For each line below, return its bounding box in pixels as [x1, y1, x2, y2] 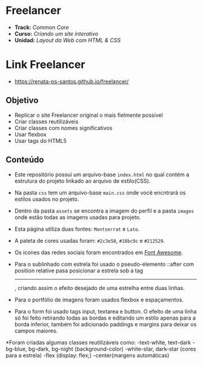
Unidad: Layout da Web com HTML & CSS [14, 36, 121, 44]
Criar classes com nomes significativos [14, 124, 113, 131]
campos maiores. [14, 327, 58, 334]
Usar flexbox [14, 131, 47, 138]
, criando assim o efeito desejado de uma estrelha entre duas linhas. [14, 284, 185, 291]
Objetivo [5, 95, 39, 106]
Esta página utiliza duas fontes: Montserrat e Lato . [14, 225, 140, 232]
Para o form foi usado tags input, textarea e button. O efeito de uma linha [14, 307, 197, 315]
